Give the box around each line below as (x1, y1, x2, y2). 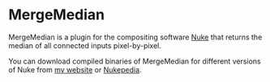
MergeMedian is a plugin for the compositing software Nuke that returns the (8, 32, 263, 42)
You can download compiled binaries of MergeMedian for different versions (8, 56, 261, 66)
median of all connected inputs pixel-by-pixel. (8, 40, 162, 50)
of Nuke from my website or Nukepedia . (8, 64, 142, 74)
